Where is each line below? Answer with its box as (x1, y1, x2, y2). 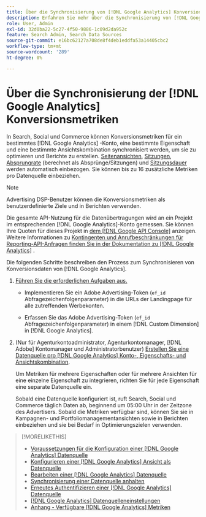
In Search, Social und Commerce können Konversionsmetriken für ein (6, 132, 182, 140)
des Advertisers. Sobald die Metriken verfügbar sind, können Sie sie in (15, 408, 194, 415)
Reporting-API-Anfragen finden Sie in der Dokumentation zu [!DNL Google (6, 240, 194, 247)
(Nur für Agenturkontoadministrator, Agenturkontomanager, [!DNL (15, 339, 182, 346)
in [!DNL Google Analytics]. (24, 326, 93, 334)
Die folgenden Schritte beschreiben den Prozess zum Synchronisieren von (6, 258, 195, 266)
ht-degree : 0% (6, 55, 43, 61)
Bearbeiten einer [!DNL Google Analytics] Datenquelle (30, 470, 167, 478)
